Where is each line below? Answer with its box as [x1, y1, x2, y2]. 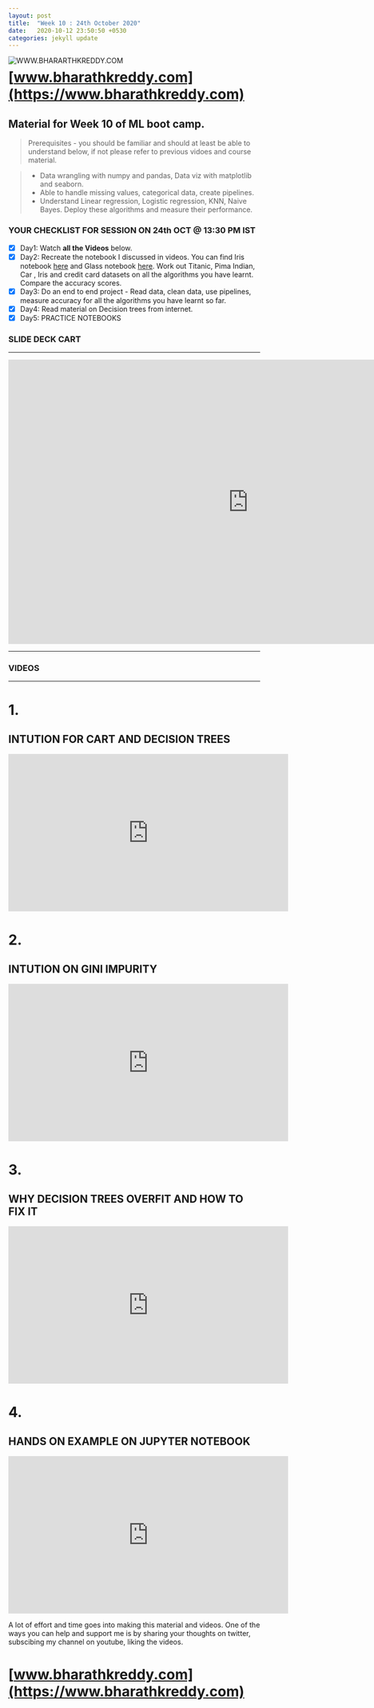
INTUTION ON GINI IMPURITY [8, 963, 157, 976]
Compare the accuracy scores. [19, 277, 122, 288]
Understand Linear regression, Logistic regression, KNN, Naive [39, 197, 248, 206]
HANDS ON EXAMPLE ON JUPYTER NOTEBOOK [8, 1435, 251, 1448]
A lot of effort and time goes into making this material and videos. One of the [8, 1620, 261, 1630]
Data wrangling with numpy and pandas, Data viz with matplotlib [39, 171, 252, 181]
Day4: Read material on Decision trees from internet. [19, 304, 193, 313]
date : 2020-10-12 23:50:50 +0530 [8, 26, 127, 34]
